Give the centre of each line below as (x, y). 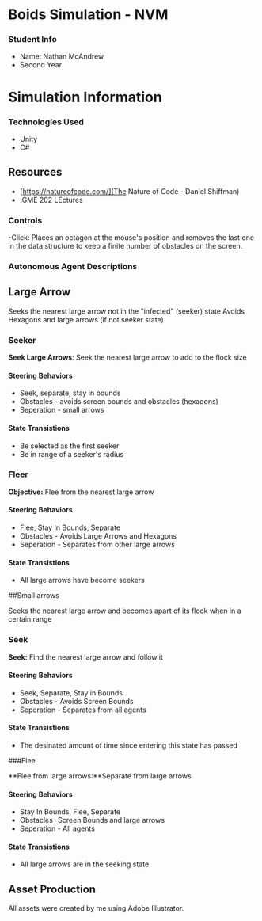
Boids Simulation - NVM (88, 15)
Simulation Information (85, 97)
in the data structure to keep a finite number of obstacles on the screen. (125, 246)
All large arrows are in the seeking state (84, 864)
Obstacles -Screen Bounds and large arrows (92, 820)
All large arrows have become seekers (82, 580)
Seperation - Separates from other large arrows (97, 545)
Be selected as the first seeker (69, 446)
